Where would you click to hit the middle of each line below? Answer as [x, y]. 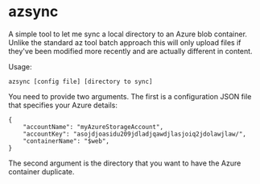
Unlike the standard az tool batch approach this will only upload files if [125, 42]
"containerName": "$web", [66, 141]
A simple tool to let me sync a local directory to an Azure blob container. [128, 34]
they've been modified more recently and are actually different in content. [130, 51]
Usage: [20, 66]
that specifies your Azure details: [63, 105]
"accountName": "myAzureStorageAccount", [93, 127]
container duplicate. [41, 171]
